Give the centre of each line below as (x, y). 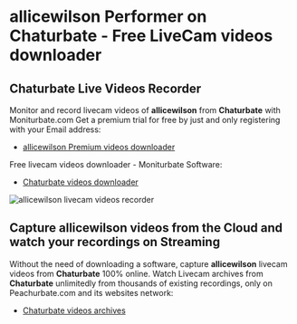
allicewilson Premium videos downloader (99, 147)
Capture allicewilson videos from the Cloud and (146, 228)
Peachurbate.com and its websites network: (91, 292)
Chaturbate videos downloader (80, 182)
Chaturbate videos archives (74, 310)
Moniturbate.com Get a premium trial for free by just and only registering (145, 120)
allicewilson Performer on (108, 17)
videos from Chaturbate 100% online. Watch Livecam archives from (137, 273)
